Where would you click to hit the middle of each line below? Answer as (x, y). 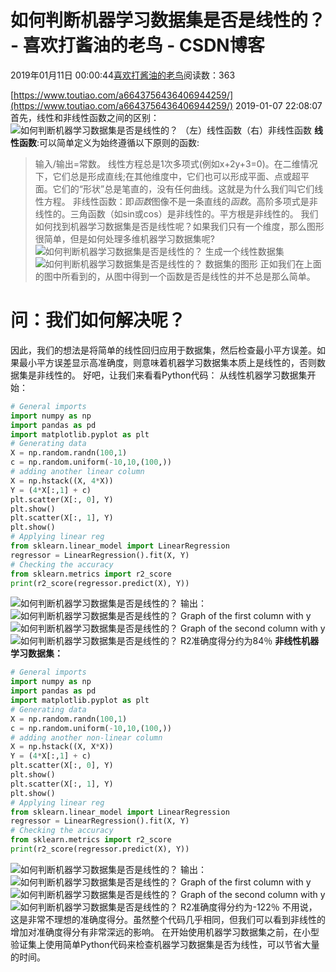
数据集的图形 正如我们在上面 (263, 263)
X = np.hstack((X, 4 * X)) (62, 481)
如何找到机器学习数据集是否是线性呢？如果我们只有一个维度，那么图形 (179, 226)
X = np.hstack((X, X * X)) (62, 747)
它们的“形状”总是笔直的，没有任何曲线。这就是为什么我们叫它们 (183, 188)
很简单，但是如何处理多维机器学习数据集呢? (124, 238)
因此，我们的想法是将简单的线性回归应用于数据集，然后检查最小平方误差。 (163, 350)
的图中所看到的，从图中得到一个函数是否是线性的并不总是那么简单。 (175, 276)
